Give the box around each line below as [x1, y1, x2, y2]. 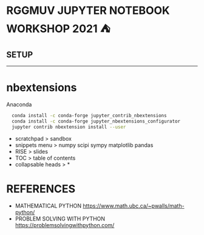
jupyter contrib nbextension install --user [12, 124, 126, 130]
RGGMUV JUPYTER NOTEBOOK [6, 4, 170, 18]
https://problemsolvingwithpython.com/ [15, 221, 115, 228]
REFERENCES [6, 182, 76, 196]
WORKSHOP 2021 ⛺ [6, 22, 110, 36]
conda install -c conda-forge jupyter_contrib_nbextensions [12, 112, 167, 118]
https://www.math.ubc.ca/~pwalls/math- [83, 202, 185, 209]
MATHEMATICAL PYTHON [15, 202, 82, 209]
